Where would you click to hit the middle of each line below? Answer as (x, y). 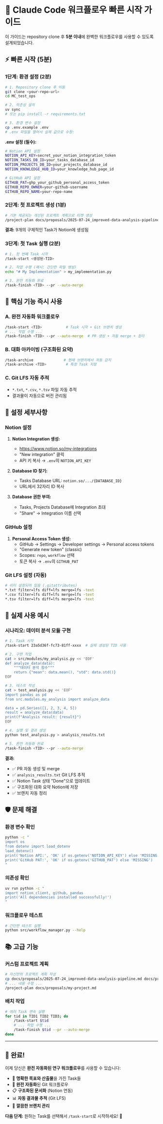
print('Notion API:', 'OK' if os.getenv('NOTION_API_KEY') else (71, 856)
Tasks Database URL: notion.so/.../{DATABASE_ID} (71, 481)
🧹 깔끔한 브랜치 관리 (31, 1105)
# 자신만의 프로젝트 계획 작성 (31, 974)
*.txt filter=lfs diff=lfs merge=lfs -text (50, 590)
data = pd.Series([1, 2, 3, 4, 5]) (41, 708)
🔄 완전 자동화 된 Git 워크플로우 (40, 1084)
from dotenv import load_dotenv (38, 847)
